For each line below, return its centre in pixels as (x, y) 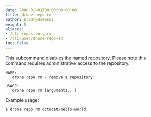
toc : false (17, 43)
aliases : (15, 29)
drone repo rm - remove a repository (53, 77)
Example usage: (22, 100)
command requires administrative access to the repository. (68, 63)
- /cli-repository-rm (29, 34)
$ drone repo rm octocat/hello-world (46, 109)
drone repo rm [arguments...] (44, 90)
